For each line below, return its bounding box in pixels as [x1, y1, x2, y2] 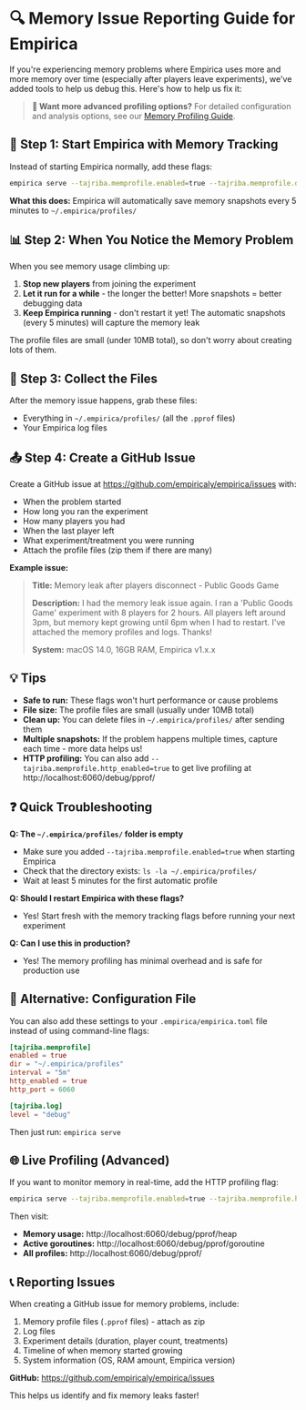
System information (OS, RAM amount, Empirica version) [22, 1354, 236, 1365]
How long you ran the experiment [22, 506, 148, 517]
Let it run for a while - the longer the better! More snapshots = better [22, 289, 282, 299]
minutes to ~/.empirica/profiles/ [9, 205, 138, 216]
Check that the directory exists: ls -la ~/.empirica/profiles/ [22, 865, 258, 876]
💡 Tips [9, 671, 47, 686]
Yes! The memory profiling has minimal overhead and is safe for [22, 955, 263, 966]
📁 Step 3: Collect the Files [9, 370, 158, 386]
